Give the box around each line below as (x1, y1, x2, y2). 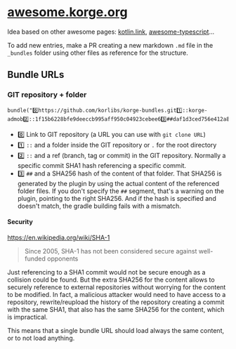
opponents (46, 254, 79, 263)
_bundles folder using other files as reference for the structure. (7, 48, 188, 57)
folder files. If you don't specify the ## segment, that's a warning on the (17, 187, 225, 195)
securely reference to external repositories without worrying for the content (7, 282, 226, 291)
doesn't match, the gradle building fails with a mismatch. (17, 202, 181, 210)
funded (24, 254, 46, 263)
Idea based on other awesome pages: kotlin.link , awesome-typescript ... (7, 27, 215, 36)
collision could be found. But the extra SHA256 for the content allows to (7, 275, 216, 284)
